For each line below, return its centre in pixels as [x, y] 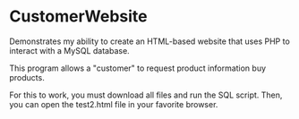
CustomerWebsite [78, 17]
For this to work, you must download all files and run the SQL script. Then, [146, 95]
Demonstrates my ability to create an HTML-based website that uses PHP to [150, 41]
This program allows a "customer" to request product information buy [138, 68]
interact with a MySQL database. [69, 50]
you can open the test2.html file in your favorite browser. [114, 104]
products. [27, 77]
